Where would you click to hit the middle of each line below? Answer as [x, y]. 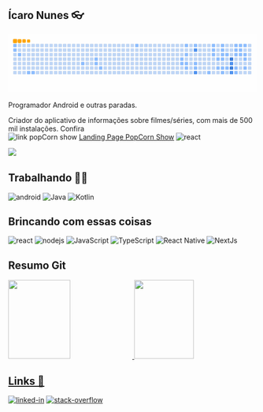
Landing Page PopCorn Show [126, 137]
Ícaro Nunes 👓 [46, 15]
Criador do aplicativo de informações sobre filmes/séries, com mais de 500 [131, 120]
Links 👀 [26, 381]
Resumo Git [37, 265]
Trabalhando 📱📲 [48, 178]
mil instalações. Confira [46, 128]
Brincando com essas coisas [80, 221]
